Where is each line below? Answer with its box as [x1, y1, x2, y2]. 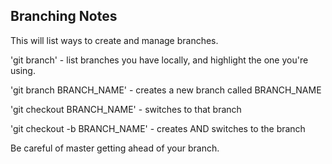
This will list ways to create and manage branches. [10, 34, 219, 46]
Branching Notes [10, 8, 118, 25]
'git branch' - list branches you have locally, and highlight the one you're [10, 54, 309, 66]
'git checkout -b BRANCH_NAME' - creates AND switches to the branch [10, 122, 306, 134]
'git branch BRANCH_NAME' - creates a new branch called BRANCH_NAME [10, 84, 322, 96]
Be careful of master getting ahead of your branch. [10, 142, 220, 154]
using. [10, 64, 36, 76]
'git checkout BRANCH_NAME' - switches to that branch [10, 103, 242, 115]
